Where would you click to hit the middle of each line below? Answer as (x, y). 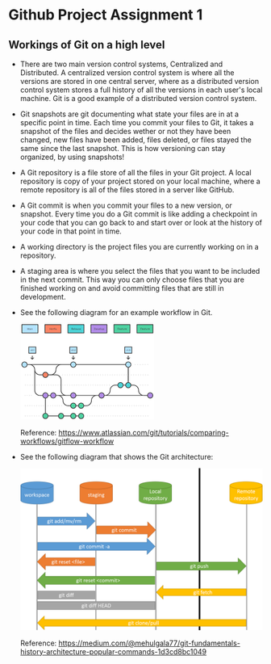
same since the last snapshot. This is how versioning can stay (123, 148)
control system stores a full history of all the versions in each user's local (141, 90)
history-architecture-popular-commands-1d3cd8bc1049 (113, 651)
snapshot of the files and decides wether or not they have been (125, 131)
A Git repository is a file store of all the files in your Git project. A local (135, 172)
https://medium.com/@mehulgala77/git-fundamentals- (149, 643)
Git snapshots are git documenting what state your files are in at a (129, 114)
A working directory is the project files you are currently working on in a (140, 247)
